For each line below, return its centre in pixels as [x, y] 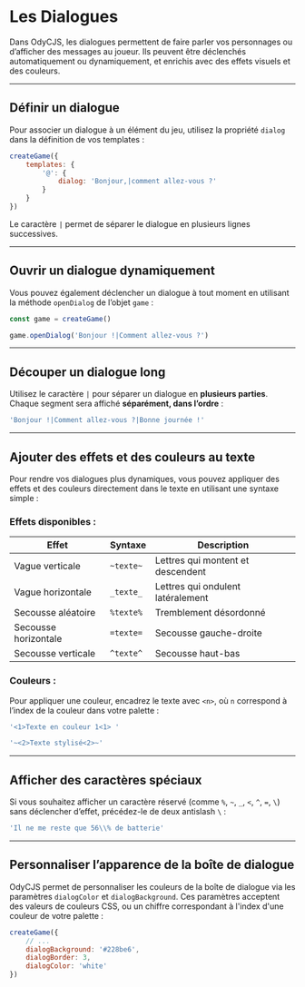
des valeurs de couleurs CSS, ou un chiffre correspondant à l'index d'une [147, 906]
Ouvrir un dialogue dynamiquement [112, 271]
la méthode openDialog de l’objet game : [82, 302]
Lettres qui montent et [202, 560]
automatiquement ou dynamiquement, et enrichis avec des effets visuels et [150, 61]
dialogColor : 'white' [66, 966]
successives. [34, 233]
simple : [24, 498]
